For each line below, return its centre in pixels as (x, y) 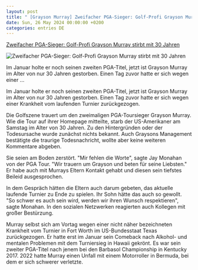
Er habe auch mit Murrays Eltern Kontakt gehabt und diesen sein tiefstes (94, 171)
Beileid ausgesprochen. (35, 176)
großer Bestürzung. (30, 213)
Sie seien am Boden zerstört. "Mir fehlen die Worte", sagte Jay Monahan (94, 158)
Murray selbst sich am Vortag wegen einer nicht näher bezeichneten (89, 225)
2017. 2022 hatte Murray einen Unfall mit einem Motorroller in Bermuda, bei (98, 256)
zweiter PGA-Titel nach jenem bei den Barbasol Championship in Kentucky (97, 249)
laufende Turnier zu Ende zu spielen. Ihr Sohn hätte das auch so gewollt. (94, 194)
